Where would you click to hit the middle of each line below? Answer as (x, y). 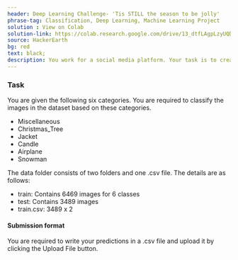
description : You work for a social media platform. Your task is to (112, 60)
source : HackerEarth (38, 40)
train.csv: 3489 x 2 (45, 209)
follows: (19, 181)
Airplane (30, 152)
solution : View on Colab (45, 27)
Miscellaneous (39, 122)
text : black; (27, 54)
